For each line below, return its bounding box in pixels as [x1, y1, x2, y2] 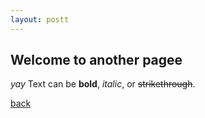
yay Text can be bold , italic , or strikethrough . [10, 78, 196, 90]
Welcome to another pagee [10, 52, 183, 69]
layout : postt [10, 14, 70, 25]
